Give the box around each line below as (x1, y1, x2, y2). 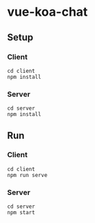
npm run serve (7, 172, 48, 178)
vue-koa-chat (7, 4, 88, 20)
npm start (7, 209, 36, 216)
